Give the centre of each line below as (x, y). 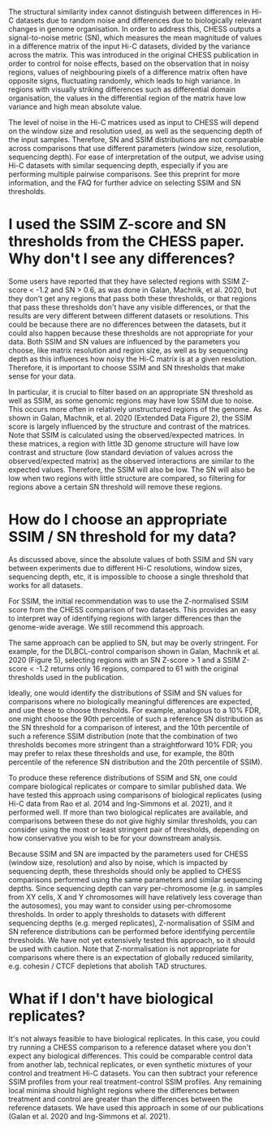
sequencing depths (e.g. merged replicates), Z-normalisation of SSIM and (132, 923)
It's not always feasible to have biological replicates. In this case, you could (134, 1038)
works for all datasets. (45, 585)
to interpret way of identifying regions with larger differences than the (125, 618)
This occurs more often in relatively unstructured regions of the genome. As (135, 409)
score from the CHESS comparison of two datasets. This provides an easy (133, 609)
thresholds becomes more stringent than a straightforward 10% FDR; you (131, 744)
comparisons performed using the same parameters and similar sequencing (135, 880)
